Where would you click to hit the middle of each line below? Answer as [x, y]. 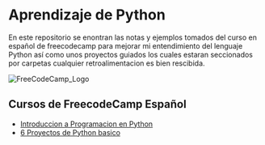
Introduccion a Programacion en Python [86, 124]
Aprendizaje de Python [87, 15]
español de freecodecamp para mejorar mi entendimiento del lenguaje [126, 45]
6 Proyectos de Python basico [70, 132]
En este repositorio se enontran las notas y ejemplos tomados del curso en [132, 37]
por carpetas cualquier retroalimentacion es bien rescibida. [107, 63]
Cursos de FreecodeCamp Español [98, 104]
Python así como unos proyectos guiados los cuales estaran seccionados [130, 54]
